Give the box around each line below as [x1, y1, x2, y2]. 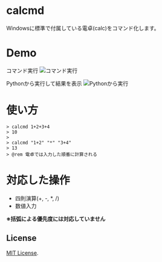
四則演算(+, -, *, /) [15, 195, 59, 202]
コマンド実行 [6, 67, 38, 74]
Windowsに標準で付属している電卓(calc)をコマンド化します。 [6, 24, 160, 32]
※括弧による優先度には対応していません [6, 215, 106, 222]
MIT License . [6, 249, 39, 257]
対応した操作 [6, 173, 71, 187]
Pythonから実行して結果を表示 [6, 79, 83, 87]
